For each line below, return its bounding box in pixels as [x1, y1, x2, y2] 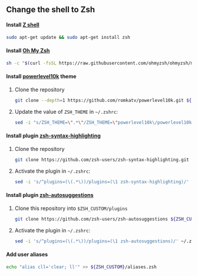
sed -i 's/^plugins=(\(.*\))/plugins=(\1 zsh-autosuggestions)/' [14, 238, 179, 244]
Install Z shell [6, 21, 39, 28]
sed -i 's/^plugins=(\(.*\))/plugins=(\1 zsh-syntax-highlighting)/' [14, 179, 190, 185]
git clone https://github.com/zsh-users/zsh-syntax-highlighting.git [14, 156, 190, 163]
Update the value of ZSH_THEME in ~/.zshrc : [14, 108, 118, 115]
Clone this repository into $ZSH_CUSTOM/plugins [14, 205, 128, 212]
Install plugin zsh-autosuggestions [6, 192, 94, 199]
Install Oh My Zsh [6, 47, 50, 54]
